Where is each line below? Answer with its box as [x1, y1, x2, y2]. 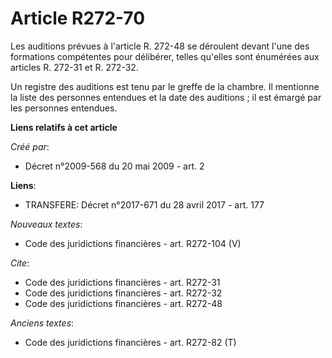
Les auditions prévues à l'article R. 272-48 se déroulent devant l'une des [10, 40, 310, 52]
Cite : [10, 257, 30, 269]
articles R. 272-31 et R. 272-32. [10, 61, 139, 73]
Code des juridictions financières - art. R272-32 [24, 287, 223, 299]
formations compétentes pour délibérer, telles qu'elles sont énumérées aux [10, 50, 320, 62]
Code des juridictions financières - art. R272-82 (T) [24, 336, 237, 348]
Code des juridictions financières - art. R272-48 [24, 297, 223, 309]
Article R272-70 [10, 7, 146, 30]
